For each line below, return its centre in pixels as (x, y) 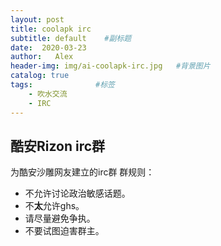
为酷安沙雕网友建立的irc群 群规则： (82, 172)
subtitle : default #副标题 (71, 38)
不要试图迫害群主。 (64, 231)
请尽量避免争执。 (60, 218)
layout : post (37, 19)
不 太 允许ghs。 (54, 206)
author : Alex (42, 57)
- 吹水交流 (48, 94)
